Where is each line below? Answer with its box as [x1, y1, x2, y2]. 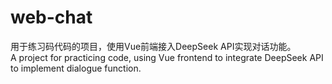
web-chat [10, 6, 93, 29]
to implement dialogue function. [10, 62, 142, 74]
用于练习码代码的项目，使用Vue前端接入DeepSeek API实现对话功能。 [10, 40, 297, 52]
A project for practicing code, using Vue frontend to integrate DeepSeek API [10, 51, 324, 63]
